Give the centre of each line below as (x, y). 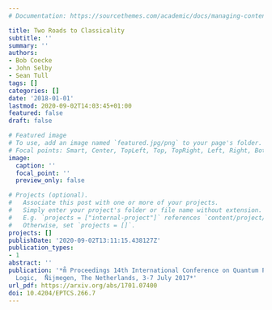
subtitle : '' (30, 38)
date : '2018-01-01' (41, 98)
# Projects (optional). (49, 195)
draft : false (30, 121)
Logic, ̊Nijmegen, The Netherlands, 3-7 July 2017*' (106, 278)
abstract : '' (30, 263)
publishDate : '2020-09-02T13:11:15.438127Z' (85, 240)
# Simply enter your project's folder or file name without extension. (136, 210)
